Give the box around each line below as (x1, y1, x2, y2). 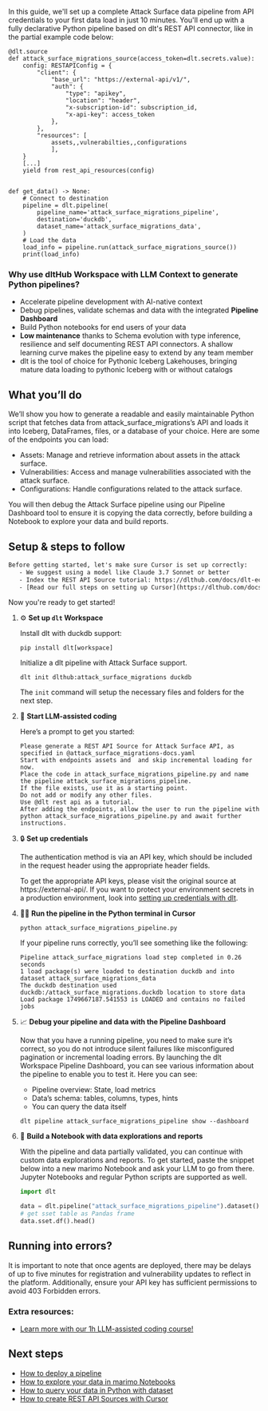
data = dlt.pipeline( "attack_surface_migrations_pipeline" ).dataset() (19, 1202, 260, 1210)
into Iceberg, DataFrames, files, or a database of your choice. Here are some (8, 427, 260, 436)
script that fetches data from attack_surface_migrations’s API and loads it (8, 418, 249, 427)
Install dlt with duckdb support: (19, 629, 122, 638)
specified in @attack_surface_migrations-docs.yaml (19, 749, 195, 757)
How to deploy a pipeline (19, 1368, 102, 1377)
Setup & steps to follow (8, 539, 125, 554)
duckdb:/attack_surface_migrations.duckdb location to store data (19, 988, 246, 997)
